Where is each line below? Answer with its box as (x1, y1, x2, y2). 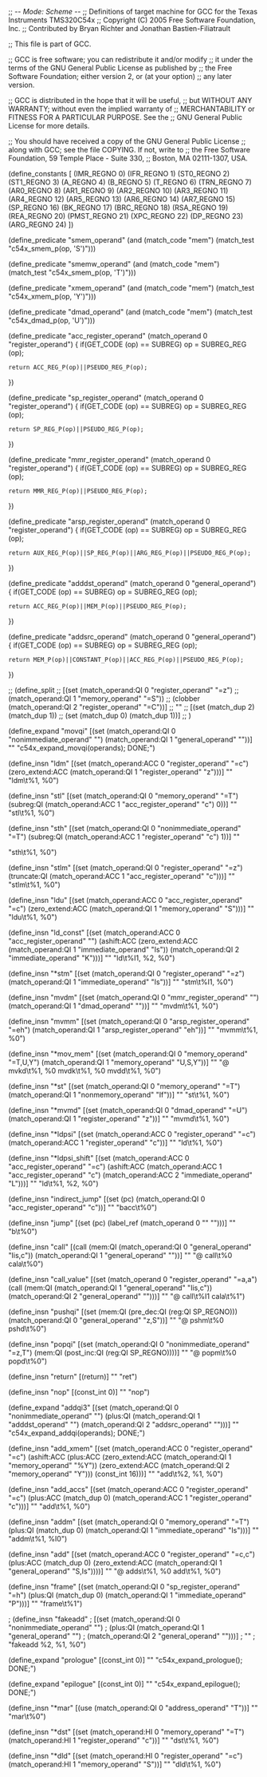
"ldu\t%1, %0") (8, 912, 57, 921)
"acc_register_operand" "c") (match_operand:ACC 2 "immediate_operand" (8, 1170, 253, 1180)
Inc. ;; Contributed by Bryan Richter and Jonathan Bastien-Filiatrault (8, 24, 231, 33)
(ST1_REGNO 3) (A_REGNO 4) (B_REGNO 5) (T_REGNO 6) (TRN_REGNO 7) (8, 177, 253, 187)
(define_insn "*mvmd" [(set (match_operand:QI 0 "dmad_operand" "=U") (8, 1106, 248, 1114)
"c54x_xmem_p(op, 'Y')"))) (8, 291, 97, 301)
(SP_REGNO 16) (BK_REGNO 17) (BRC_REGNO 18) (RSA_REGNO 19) (8, 203, 229, 212)
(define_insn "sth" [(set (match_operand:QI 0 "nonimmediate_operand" (8, 824, 241, 833)
